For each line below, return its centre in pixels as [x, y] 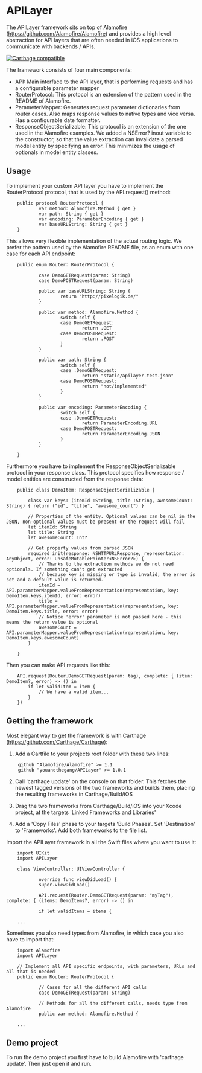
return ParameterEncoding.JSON [121, 434]
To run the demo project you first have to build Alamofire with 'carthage [95, 1057]
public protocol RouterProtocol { [60, 203]
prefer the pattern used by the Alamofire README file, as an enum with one [100, 247]
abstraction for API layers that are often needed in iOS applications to [92, 40]
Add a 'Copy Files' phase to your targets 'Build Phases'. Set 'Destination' [105, 824]
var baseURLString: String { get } [83, 224]
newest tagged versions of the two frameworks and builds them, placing [105, 787]
